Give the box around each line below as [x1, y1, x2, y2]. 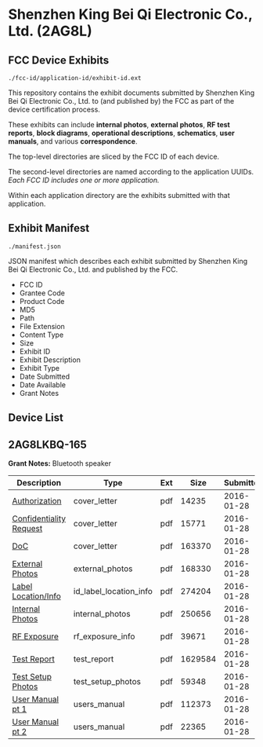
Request [12, 523, 43, 534]
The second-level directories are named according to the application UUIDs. [8, 167, 254, 176]
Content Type [19, 330, 64, 339]
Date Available [19, 379, 67, 390]
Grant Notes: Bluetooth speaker [8, 459, 112, 468]
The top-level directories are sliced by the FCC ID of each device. [8, 152, 220, 161]
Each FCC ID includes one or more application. [8, 175, 160, 185]
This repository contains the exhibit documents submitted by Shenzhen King [8, 88, 255, 97]
